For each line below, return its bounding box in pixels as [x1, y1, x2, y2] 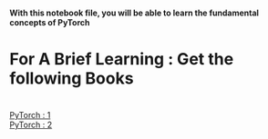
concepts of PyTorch [9, 16, 90, 27]
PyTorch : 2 [9, 119, 53, 130]
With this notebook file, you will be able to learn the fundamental [9, 7, 260, 18]
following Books [9, 68, 134, 88]
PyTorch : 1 [9, 109, 51, 120]
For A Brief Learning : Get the [9, 48, 234, 69]
